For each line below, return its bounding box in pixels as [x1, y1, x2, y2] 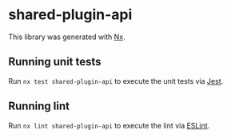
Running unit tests [8, 55, 102, 69]
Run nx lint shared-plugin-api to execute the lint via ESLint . [8, 120, 210, 130]
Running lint [8, 100, 70, 113]
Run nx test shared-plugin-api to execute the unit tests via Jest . [8, 76, 224, 85]
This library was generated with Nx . [8, 32, 125, 41]
